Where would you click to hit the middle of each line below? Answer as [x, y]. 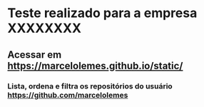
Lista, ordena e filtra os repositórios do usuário [90, 86]
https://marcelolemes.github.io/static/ [95, 66]
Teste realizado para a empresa [102, 13]
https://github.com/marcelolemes [68, 95]
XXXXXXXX [45, 28]
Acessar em [35, 55]
